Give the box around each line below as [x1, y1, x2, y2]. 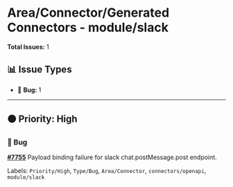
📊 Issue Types [7, 64, 72, 76]
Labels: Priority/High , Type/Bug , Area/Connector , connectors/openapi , [7, 167, 207, 175]
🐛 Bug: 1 [17, 86, 42, 94]
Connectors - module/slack [7, 19, 169, 35]
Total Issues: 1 [7, 42, 50, 51]
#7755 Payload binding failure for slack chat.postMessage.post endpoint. [7, 153, 217, 161]
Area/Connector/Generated [7, 5, 170, 21]
